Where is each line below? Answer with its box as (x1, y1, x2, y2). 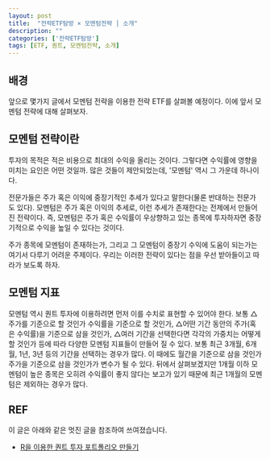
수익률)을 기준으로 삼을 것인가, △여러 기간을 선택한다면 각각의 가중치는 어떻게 (16, 329, 261, 338)
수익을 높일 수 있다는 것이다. (35, 222, 125, 232)
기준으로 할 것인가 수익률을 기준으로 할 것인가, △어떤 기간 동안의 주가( (29, 319, 250, 329)
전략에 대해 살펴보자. (23, 106, 89, 116)
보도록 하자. (23, 259, 60, 270)
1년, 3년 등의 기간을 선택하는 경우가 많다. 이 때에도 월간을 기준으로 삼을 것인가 (19, 349, 262, 358)
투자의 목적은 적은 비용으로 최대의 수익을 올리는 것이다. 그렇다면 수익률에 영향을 (8, 155, 258, 165)
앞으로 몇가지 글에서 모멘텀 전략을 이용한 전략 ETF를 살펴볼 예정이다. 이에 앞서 (8, 96, 254, 105)
